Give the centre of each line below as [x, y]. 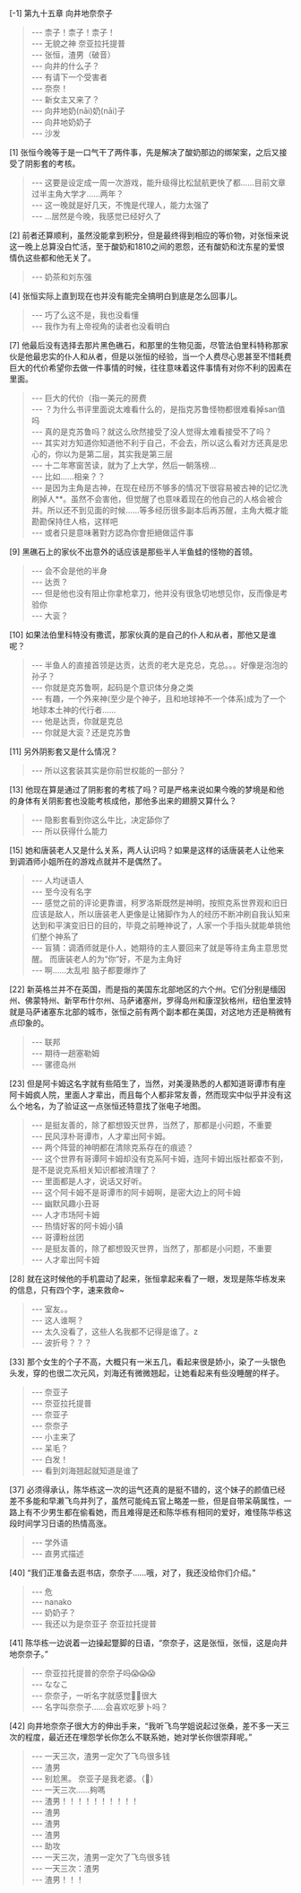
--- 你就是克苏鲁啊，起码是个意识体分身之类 [112, 688]
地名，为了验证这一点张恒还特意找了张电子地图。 [115, 1106]
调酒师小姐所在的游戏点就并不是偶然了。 [91, 861]
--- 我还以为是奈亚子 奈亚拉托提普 [94, 1624]
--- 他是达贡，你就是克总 [77, 721]
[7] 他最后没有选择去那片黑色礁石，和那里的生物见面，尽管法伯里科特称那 [145, 345]
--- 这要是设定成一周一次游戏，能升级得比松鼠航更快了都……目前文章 [159, 183]
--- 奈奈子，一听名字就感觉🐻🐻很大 [94, 1696]
